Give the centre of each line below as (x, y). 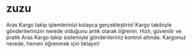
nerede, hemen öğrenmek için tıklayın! (53, 44)
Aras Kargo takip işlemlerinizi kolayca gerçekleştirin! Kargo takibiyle (89, 25)
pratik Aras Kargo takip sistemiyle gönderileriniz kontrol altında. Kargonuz (96, 37)
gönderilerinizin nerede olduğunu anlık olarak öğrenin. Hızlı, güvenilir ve (94, 31)
